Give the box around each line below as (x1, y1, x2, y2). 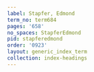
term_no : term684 (7, 16, 57, 23)
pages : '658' (7, 23, 45, 29)
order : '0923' (7, 42, 48, 49)
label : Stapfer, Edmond (7, 10, 75, 17)
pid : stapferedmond (7, 36, 63, 43)
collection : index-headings (7, 55, 88, 62)
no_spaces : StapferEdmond (7, 29, 81, 36)
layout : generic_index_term (7, 49, 88, 56)
